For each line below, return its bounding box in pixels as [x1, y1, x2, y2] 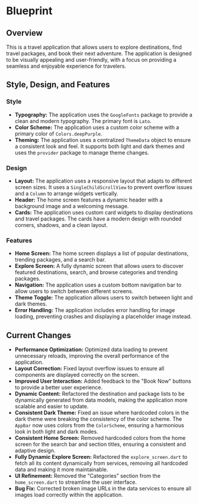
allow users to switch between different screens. [14, 288, 134, 295]
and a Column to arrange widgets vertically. [14, 190, 118, 197]
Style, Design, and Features [6, 80, 111, 90]
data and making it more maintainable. [14, 466, 108, 473]
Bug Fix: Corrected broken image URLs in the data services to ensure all [14, 485, 191, 492]
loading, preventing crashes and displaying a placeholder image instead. [14, 313, 192, 320]
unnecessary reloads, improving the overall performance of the [14, 352, 169, 360]
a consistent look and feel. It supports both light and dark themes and [14, 143, 185, 150]
